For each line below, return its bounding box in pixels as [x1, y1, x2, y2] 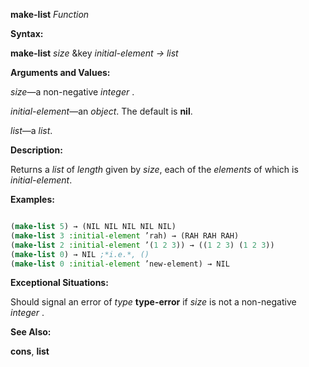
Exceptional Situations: [10, 277, 109, 289]
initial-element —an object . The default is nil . [10, 105, 193, 117]
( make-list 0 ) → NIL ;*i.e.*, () [10, 249, 150, 259]
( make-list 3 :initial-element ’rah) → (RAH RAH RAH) [10, 230, 240, 241]
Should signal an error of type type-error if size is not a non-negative [10, 296, 297, 308]
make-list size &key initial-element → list [10, 47, 179, 59]
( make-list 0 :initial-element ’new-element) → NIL [10, 259, 230, 269]
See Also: [10, 326, 52, 338]
